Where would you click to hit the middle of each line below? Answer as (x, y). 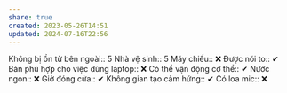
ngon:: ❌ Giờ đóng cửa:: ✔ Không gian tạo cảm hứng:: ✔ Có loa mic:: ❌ (138, 79)
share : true (30, 17)
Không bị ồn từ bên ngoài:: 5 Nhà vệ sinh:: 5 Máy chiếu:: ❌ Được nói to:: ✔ (143, 59)
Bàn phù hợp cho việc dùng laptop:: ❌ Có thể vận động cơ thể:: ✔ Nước (139, 69)
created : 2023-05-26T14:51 (58, 26)
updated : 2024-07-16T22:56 (58, 34)
